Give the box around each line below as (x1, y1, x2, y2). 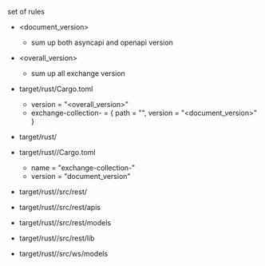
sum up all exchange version (30, 69, 125, 78)
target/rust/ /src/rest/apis (18, 203, 101, 212)
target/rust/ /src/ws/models (18, 249, 109, 258)
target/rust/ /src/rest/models (18, 218, 112, 227)
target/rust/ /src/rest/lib (18, 233, 95, 243)
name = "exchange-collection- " (30, 163, 136, 173)
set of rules (7, 7, 45, 16)
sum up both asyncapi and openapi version (30, 38, 173, 47)
